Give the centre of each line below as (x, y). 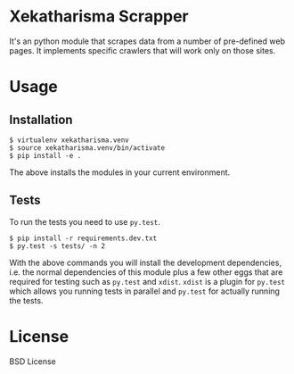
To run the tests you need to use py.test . (85, 221)
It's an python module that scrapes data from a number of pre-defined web (147, 41)
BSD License (33, 361)
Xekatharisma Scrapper (99, 17)
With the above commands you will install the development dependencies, (146, 262)
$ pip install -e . (45, 155)
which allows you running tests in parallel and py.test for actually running (145, 291)
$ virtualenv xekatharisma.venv (69, 140)
